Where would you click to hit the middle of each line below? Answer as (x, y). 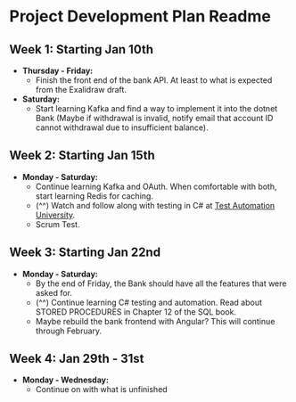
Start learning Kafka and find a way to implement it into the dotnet (156, 108)
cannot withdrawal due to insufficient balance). (122, 127)
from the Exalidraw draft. (81, 90)
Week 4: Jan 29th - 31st (77, 359)
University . (55, 215)
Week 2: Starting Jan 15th (82, 156)
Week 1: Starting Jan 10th (82, 49)
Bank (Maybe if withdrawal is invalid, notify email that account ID (154, 118)
